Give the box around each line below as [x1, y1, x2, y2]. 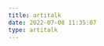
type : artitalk [8, 26, 58, 34]
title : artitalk [8, 11, 61, 19]
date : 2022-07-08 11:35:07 [8, 19, 97, 27]
